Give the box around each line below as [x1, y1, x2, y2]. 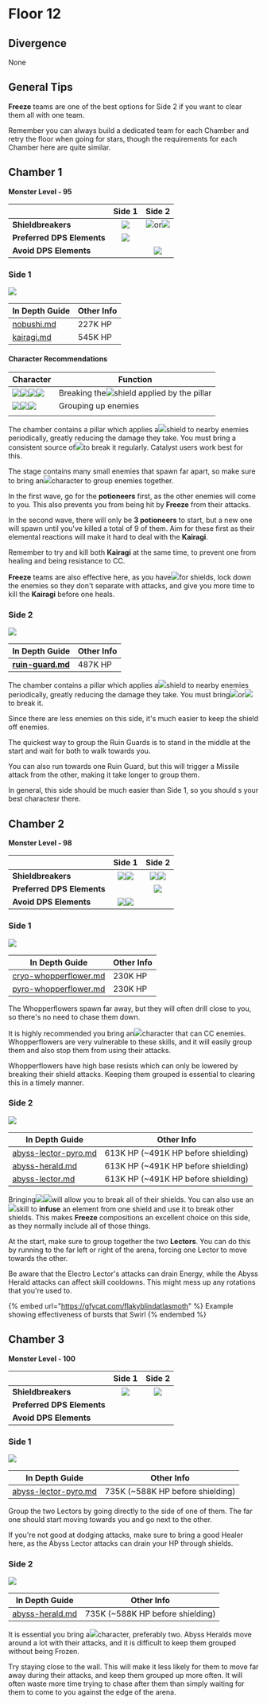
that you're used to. [8, 1286, 73, 1295]
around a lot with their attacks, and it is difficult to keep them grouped [8, 1638, 237, 1648]
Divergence [8, 37, 68, 50]
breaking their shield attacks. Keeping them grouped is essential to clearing [8, 1069, 256, 1079]
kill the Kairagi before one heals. [8, 590, 115, 599]
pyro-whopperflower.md [12, 983, 106, 994]
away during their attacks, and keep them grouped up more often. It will [8, 1671, 243, 1680]
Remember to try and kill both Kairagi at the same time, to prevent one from [8, 548, 257, 557]
